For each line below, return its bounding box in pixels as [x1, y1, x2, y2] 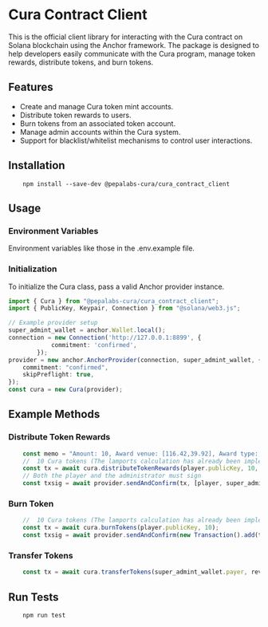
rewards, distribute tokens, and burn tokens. [8, 57, 154, 67]
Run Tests [8, 590, 59, 604]
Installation [8, 159, 65, 172]
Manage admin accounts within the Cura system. [19, 127, 181, 136]
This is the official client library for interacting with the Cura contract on [8, 32, 243, 41]
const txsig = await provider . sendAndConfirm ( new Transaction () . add [22, 531, 255, 539]
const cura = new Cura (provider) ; [8, 385, 124, 394]
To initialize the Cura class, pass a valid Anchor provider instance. [8, 282, 225, 291]
